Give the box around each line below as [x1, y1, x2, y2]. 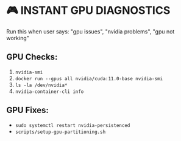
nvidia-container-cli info [15, 88, 84, 95]
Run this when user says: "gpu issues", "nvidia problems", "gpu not [6, 27, 175, 35]
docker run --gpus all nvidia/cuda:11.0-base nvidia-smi [15, 75, 163, 81]
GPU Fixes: [6, 105, 49, 115]
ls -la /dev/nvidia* [15, 82, 68, 88]
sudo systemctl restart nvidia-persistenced [15, 122, 130, 128]
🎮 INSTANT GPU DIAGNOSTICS [6, 4, 171, 18]
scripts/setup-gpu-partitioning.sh [15, 129, 106, 135]
